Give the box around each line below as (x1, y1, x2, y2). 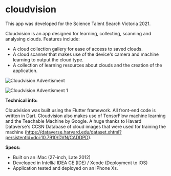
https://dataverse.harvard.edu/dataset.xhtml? (26, 129, 122, 135)
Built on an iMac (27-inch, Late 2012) (12, 154, 91, 160)
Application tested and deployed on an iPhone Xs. (12, 165, 118, 171)
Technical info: (5, 97, 38, 103)
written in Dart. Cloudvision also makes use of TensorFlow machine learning (5, 113, 166, 119)
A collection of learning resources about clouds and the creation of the (12, 62, 162, 68)
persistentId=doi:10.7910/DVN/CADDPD (5, 134, 89, 140)
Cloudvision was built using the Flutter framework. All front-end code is (5, 107, 156, 113)
